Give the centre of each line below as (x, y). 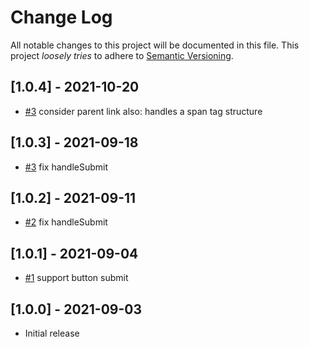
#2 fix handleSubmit (66, 222)
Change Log (61, 17)
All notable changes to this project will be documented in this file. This (155, 45)
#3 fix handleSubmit (66, 167)
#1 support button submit (76, 278)
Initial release (52, 333)
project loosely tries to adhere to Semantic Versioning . (122, 55)
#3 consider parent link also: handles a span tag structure (143, 111)
